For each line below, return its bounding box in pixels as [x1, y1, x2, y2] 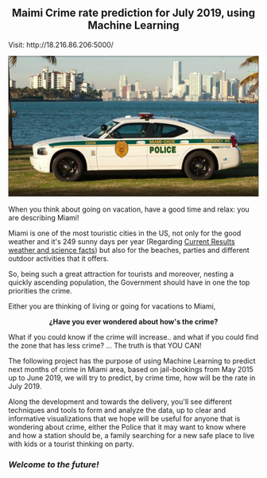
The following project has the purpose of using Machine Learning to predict [8, 356, 256, 366]
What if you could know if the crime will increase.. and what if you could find [8, 332, 259, 342]
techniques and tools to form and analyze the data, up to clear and [8, 406, 226, 415]
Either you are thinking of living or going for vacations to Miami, [8, 301, 216, 311]
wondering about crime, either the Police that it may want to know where [8, 422, 246, 432]
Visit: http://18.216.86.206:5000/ [8, 40, 114, 49]
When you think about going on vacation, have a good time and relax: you [8, 204, 250, 214]
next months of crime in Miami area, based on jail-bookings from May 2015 [8, 365, 254, 375]
